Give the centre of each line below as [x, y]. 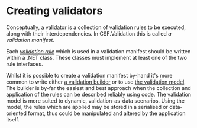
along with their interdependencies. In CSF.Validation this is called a [89, 33]
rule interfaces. [25, 64]
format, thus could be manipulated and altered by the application [106, 113]
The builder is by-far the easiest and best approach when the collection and [98, 88]
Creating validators [54, 11]
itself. [13, 119]
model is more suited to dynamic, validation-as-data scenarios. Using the [96, 100]
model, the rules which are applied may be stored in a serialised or [87, 107]
